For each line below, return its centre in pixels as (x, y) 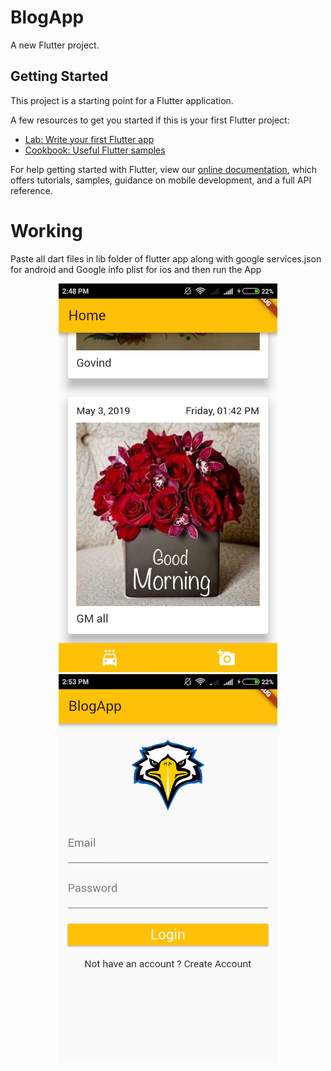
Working (46, 230)
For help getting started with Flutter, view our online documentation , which (164, 169)
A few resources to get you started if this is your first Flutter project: (150, 120)
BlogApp (47, 17)
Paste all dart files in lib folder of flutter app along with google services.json (166, 258)
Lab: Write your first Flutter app (89, 139)
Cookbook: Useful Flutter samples (95, 150)
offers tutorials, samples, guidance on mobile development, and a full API (161, 180)
